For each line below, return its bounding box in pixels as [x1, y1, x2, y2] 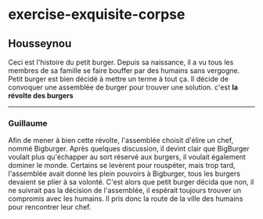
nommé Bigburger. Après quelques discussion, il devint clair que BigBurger [8, 144, 250, 154]
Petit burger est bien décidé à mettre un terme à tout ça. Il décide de [8, 75, 229, 83]
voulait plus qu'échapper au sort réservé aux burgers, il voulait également [8, 152, 247, 162]
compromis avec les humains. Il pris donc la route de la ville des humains [8, 194, 243, 203]
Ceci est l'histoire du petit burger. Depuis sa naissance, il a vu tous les [8, 57, 234, 67]
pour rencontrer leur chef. [8, 203, 92, 212]
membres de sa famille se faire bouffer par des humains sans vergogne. [8, 66, 240, 75]
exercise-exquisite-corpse [8, 5, 186, 24]
